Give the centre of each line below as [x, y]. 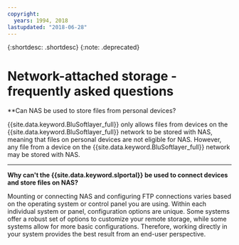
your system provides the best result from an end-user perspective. [107, 234]
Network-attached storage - [92, 76]
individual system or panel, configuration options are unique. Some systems [118, 212]
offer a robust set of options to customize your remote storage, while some [117, 219]
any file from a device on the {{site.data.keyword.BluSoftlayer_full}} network [119, 147]
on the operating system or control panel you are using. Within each [107, 204]
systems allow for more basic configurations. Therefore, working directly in [117, 227]
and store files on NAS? [43, 183]
